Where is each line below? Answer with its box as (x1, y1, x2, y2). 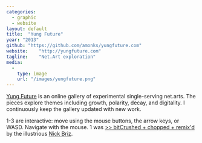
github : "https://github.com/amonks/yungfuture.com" (6, 43, 142, 49)
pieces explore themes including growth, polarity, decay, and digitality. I (6, 99, 186, 106)
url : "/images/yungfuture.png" (17, 76, 96, 82)
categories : (6, 8, 36, 15)
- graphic (11, 14, 36, 21)
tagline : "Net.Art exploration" (6, 54, 96, 60)
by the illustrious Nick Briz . (6, 130, 73, 138)
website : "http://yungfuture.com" (6, 48, 102, 54)
